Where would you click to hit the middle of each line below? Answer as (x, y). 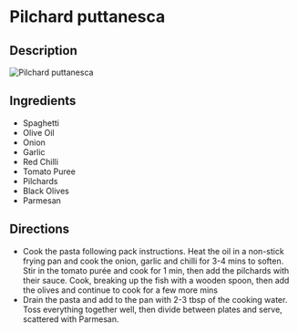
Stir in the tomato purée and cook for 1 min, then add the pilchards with (156, 270)
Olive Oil (38, 132)
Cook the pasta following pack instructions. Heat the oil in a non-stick (153, 251)
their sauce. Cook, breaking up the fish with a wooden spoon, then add (156, 280)
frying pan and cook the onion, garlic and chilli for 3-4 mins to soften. (153, 261)
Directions (40, 229)
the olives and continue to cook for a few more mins (120, 290)
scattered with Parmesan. (71, 319)
